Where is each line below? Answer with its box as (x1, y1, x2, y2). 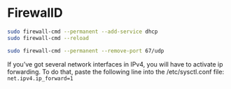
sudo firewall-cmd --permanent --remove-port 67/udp (7, 47, 164, 54)
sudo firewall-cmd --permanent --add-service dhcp (7, 28, 158, 35)
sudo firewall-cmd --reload (7, 34, 90, 41)
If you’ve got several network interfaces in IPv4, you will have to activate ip (7, 60, 223, 68)
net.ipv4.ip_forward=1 (7, 75, 73, 82)
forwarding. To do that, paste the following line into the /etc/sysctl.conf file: (7, 67, 225, 76)
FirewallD (7, 5, 63, 21)
